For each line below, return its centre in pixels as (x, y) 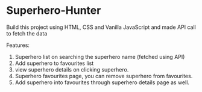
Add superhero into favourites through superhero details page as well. (102, 82)
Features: (18, 45)
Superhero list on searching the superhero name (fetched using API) (100, 57)
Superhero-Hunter (54, 11)
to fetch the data (27, 33)
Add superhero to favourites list (54, 63)
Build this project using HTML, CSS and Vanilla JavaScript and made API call (101, 27)
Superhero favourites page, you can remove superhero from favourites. (104, 76)
